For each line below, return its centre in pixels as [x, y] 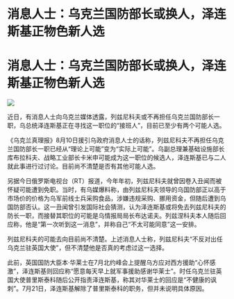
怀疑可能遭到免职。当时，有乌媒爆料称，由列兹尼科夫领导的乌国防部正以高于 [117, 190]
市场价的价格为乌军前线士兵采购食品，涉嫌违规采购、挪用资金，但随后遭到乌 [117, 198]
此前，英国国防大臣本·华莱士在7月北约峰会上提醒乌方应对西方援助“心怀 [109, 263]
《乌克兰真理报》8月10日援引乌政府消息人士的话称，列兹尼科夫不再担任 [110, 140]
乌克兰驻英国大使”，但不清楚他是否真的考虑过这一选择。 [88, 248]
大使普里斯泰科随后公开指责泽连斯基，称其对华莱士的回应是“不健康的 [112, 280]
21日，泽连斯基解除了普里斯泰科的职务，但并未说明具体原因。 [120, 289]
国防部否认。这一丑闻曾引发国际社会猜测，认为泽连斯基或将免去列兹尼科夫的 [117, 207]
